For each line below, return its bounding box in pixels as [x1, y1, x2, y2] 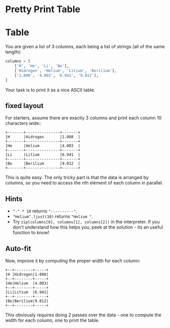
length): [5, 49, 22, 55]
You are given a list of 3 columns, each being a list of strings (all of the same [5, 44, 165, 50]
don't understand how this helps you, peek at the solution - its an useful [12, 224, 163, 230]
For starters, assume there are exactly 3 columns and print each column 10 [5, 115, 162, 121]
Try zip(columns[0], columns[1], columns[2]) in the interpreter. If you [12, 219, 160, 225]
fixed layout [5, 101, 44, 110]
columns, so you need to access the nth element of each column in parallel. [5, 180, 163, 186]
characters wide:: [5, 120, 42, 126]
